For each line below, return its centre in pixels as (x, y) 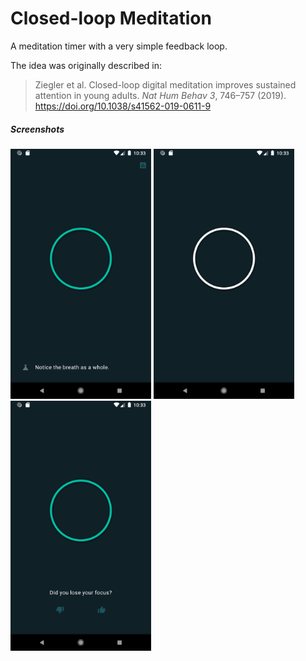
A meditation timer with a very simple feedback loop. (119, 46)
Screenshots (37, 129)
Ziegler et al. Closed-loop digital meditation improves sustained (165, 84)
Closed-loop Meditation (111, 18)
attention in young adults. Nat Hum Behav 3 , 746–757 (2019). (160, 95)
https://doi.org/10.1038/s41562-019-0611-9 (123, 106)
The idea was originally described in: (86, 65)
